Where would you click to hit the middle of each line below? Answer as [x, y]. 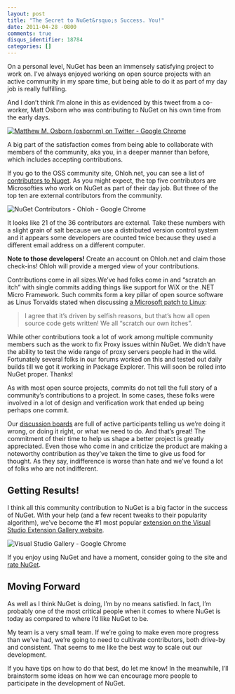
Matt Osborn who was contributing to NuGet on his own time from [126, 110]
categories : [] [29, 46]
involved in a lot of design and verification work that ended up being [106, 402]
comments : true [29, 33]
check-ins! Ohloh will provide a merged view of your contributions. [103, 266]
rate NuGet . [24, 564]
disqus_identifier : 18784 [45, 40]
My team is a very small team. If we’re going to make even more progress [113, 632]
